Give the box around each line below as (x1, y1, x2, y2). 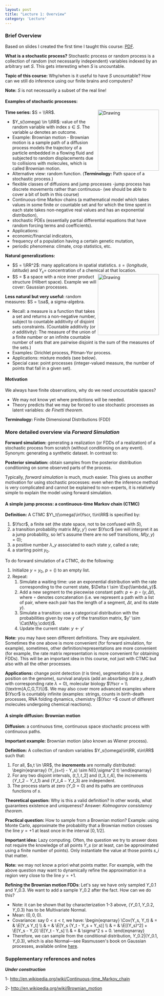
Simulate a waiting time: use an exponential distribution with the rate (19, 579, 157, 585)
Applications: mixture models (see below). (12, 355, 97, 361)
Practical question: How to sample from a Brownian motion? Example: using (5, 817, 159, 823)
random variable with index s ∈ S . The (12, 124, 90, 130)
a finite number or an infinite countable (12, 334, 90, 340)
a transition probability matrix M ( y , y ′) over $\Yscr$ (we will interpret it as (12, 527, 159, 532)
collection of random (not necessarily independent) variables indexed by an (5, 58, 157, 64)
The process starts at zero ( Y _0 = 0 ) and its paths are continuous (12, 783, 144, 789)
